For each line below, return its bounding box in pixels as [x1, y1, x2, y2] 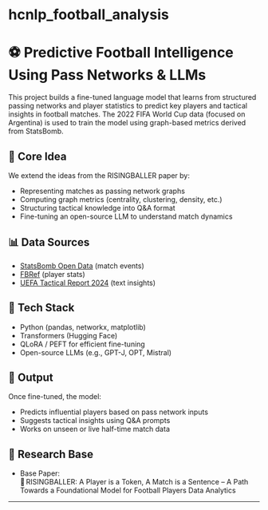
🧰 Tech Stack [8, 301, 75, 314]
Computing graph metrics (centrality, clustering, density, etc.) [19, 194, 223, 204]
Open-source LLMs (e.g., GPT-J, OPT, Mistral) [19, 347, 172, 357]
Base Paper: [19, 468, 61, 478]
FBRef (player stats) [19, 269, 85, 279]
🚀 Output [8, 370, 53, 384]
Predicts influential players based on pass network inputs [19, 407, 209, 417]
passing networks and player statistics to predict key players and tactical [8, 101, 248, 111]
